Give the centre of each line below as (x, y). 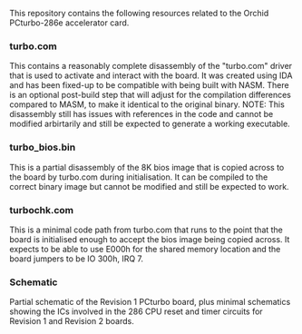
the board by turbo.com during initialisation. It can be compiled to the (139, 177)
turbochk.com (42, 210)
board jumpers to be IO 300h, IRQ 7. (76, 259)
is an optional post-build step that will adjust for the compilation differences (151, 95)
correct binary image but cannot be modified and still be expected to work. (149, 186)
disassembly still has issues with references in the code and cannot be (141, 114)
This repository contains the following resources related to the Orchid (139, 13)
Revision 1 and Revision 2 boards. (72, 321)
